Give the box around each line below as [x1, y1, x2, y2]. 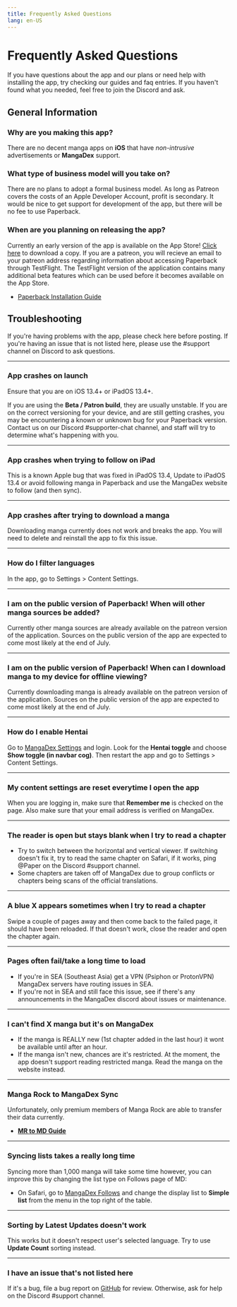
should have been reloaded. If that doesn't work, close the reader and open [7, 924, 227, 933]
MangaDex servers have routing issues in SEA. [17, 980, 154, 988]
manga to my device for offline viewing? [7, 671, 148, 681]
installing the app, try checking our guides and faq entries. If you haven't [7, 79, 219, 87]
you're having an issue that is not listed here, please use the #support [7, 339, 210, 347]
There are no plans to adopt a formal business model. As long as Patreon [7, 185, 219, 193]
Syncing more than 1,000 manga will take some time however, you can [7, 1167, 212, 1175]
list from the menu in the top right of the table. [17, 1196, 153, 1204]
